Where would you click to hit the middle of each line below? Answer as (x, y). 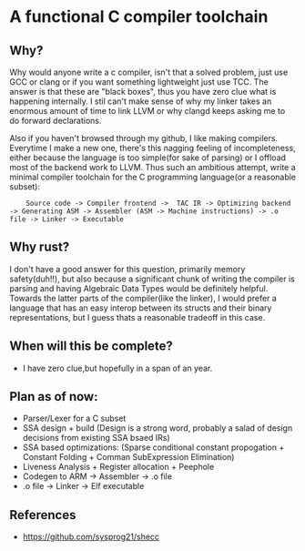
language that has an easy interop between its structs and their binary (141, 308)
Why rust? (40, 247)
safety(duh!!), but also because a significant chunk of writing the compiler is (152, 279)
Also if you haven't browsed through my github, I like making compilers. (144, 138)
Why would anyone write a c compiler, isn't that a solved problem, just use (149, 72)
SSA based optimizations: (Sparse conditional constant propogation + (153, 447)
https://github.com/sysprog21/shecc (91, 537)
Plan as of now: (54, 397)
